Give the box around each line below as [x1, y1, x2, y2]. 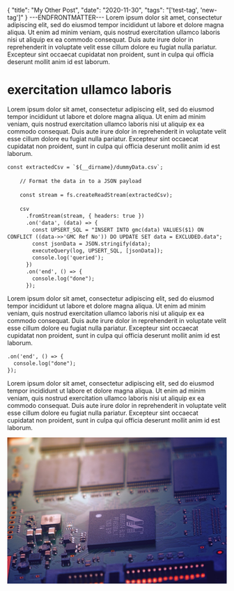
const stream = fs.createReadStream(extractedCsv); [19, 191, 173, 198]
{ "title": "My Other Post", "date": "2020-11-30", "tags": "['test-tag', [7, 6, 199, 14]
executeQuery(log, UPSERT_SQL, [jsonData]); [32, 247, 164, 254]
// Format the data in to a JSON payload [19, 178, 141, 184]
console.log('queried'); [32, 254, 104, 261]
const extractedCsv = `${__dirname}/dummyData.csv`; [7, 164, 164, 171]
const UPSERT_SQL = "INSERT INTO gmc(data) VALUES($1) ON [32, 226, 204, 233]
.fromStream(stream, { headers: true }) [25, 212, 145, 219]
